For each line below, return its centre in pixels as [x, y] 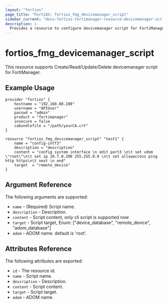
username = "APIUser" [36, 108]
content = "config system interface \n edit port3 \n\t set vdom [84, 152]
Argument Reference [38, 185]
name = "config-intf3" [38, 143]
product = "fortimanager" [41, 117]
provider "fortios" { [28, 99]
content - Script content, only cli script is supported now [70, 217]
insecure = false [32, 121]
